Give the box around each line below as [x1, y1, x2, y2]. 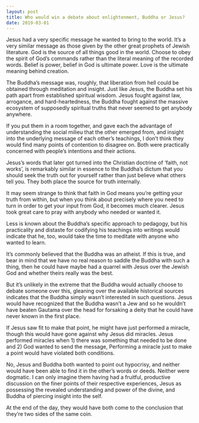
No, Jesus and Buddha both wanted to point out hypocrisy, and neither [6, 361, 181, 368]
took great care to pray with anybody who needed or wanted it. [6, 209, 161, 216]
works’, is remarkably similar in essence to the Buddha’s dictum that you [6, 165, 183, 173]
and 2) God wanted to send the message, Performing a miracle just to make [6, 343, 192, 350]
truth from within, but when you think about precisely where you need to [6, 196, 184, 203]
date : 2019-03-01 [6, 20, 49, 26]
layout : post [6, 8, 39, 15]
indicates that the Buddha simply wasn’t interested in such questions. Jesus [6, 294, 192, 301]
